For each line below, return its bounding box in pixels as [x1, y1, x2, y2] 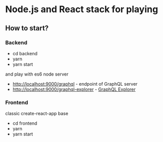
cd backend [12, 50, 38, 56]
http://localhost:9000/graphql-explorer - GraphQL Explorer [12, 86, 136, 92]
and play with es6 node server [5, 71, 69, 77]
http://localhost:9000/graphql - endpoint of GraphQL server [12, 81, 138, 87]
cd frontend [12, 120, 37, 126]
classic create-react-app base [5, 111, 68, 117]
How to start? [5, 24, 49, 32]
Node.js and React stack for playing [5, 4, 158, 15]
